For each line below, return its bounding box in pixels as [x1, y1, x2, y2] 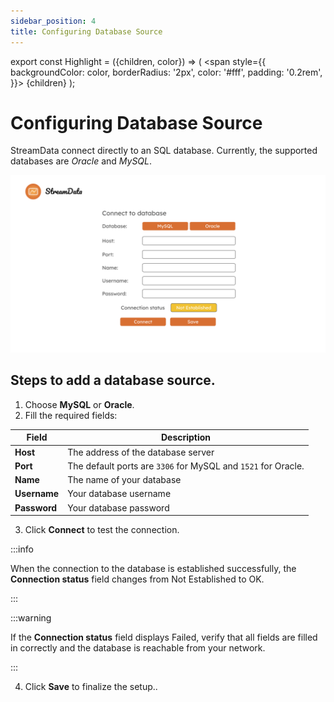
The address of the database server [67, 446, 215, 458]
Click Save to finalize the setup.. [24, 681, 158, 692]
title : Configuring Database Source [10, 26, 163, 37]
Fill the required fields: [24, 409, 118, 421]
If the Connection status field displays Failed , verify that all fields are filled [10, 631, 318, 643]
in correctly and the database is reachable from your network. [10, 642, 266, 654]
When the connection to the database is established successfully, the [10, 563, 297, 574]
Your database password [67, 501, 170, 514]
